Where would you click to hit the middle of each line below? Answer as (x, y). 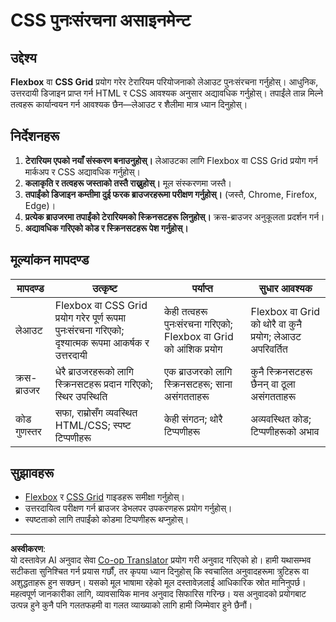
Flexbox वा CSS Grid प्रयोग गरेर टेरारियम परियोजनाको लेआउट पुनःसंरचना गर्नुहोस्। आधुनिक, (164, 82)
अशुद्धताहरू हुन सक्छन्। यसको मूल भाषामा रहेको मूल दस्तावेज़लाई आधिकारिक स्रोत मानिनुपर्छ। (158, 583)
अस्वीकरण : (28, 549)
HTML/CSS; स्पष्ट (93, 425)
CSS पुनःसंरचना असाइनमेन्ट (101, 20)
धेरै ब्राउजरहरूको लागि (94, 371)
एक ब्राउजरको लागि (198, 371)
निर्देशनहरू (35, 136)
